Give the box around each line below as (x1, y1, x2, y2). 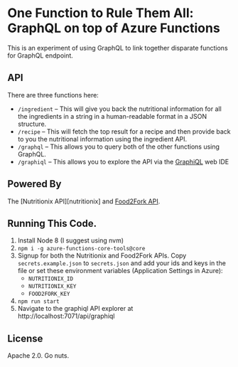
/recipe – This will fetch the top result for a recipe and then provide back (17, 127, 231, 136)
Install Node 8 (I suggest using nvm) (17, 236, 124, 245)
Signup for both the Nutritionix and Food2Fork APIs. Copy (17, 251, 187, 260)
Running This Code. (7, 217, 97, 229)
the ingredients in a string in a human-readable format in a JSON (17, 112, 207, 120)
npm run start (17, 298, 60, 305)
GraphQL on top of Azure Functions (7, 20, 220, 36)
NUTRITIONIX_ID (28, 275, 73, 282)
